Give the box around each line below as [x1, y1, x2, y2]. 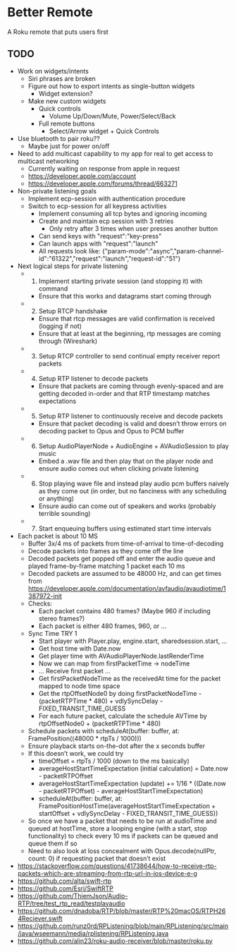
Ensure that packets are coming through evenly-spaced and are [38, 382, 224, 390]
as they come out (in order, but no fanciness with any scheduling [38, 486, 227, 495]
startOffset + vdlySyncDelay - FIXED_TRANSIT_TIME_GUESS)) [38, 809, 218, 817]
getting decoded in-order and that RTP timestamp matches [38, 389, 210, 397]
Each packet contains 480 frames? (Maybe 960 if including [38, 606, 211, 615]
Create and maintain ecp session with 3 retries [38, 217, 174, 225]
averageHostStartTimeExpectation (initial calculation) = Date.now [38, 764, 228, 773]
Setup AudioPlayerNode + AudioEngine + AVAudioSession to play [38, 442, 229, 450]
